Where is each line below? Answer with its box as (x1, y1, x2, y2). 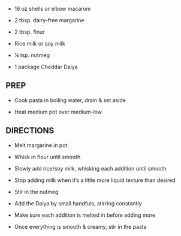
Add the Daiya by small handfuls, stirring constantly (14, 199, 142, 207)
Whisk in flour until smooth (14, 153, 81, 160)
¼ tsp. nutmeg (14, 52, 50, 59)
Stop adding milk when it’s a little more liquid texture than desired (14, 177, 176, 184)
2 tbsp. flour (14, 28, 45, 35)
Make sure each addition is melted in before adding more (14, 211, 156, 219)
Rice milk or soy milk (14, 40, 65, 47)
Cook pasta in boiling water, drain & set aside (14, 96, 126, 104)
